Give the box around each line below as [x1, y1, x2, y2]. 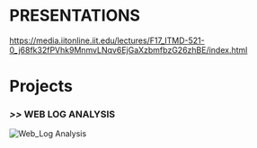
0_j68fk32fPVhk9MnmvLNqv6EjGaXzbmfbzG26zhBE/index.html [9, 44, 248, 55]
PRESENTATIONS [9, 5, 141, 26]
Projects [9, 76, 74, 97]
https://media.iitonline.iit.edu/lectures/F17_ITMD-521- [9, 35, 205, 46]
